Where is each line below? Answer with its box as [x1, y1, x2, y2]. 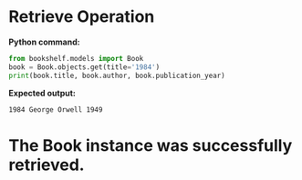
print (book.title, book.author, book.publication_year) [8, 71, 225, 80]
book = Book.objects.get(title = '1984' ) [8, 62, 161, 72]
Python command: [8, 36, 80, 47]
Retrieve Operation [8, 6, 155, 27]
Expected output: [8, 87, 77, 98]
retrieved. [8, 155, 85, 175]
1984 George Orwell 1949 [8, 105, 103, 115]
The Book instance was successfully [8, 135, 293, 155]
